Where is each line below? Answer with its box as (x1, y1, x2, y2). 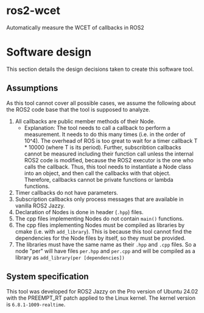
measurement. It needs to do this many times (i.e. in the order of (24, 131, 186, 138)
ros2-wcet (6, 4, 61, 18)
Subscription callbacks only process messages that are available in (15, 195, 184, 203)
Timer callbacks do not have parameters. (15, 189, 119, 196)
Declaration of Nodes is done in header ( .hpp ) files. (15, 208, 144, 215)
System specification (6, 272, 90, 282)
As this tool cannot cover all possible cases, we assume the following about (6, 99, 196, 107)
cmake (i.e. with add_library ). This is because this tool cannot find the (15, 228, 192, 235)
